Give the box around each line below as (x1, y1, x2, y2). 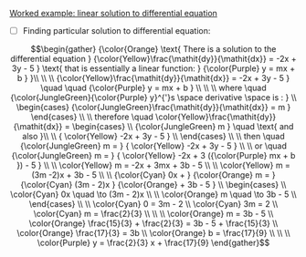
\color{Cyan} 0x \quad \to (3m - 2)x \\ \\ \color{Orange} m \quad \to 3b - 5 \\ (10, 189, 297, 200)
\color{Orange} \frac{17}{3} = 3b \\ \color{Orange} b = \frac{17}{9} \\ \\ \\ (16, 228, 290, 239)
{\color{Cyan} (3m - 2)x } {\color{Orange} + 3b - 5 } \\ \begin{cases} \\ (20, 180, 287, 190)
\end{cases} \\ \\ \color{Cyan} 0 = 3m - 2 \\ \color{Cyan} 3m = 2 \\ (28, 199, 279, 210)
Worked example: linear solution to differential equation (9, 8, 217, 18)
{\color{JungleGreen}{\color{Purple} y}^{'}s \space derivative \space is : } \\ (10, 92, 297, 103)
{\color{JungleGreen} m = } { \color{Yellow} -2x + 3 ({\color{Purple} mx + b (11, 150, 296, 161)
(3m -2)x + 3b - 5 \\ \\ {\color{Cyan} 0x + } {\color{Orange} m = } (31, 170, 276, 180)
